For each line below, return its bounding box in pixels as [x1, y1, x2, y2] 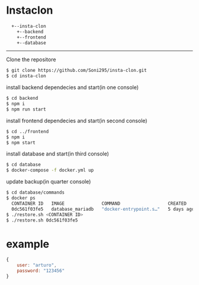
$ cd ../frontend [6, 128, 49, 134]
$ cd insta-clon [6, 73, 46, 79]
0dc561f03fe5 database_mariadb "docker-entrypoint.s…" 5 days [11, 206, 184, 212]
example [6, 237, 50, 251]
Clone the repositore [6, 56, 56, 63]
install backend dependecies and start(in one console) [6, 84, 139, 91]
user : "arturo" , [17, 262, 57, 268]
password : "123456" [17, 268, 65, 274]
